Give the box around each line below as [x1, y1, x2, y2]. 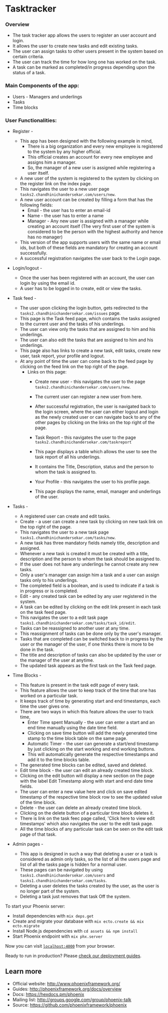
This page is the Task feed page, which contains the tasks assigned [20, 316, 160, 322]
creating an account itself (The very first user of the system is [27, 223, 155, 229]
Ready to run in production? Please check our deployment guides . [5, 953, 142, 959]
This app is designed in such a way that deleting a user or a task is [20, 851, 158, 857]
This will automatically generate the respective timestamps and [27, 751, 158, 757]
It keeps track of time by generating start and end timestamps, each [20, 698, 160, 704]
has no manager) [27, 234, 63, 240]
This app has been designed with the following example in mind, [20, 138, 153, 144]
